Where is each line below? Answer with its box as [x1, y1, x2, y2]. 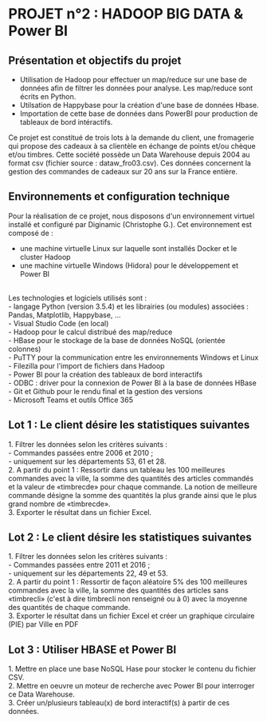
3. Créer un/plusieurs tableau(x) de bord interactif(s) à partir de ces [8, 698, 230, 708]
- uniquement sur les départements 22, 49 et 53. [8, 568, 169, 578]
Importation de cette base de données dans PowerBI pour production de [19, 109, 258, 118]
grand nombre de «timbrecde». [8, 499, 111, 509]
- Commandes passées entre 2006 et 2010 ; [8, 448, 154, 457]
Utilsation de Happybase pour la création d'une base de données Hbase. [19, 101, 259, 110]
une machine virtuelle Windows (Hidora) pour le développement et [19, 261, 239, 270]
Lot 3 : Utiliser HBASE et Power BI [8, 643, 177, 656]
